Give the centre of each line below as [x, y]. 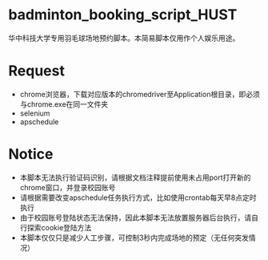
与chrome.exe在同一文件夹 [64, 104]
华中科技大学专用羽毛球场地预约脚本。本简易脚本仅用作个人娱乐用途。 [124, 38]
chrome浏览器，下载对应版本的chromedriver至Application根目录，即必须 [140, 94]
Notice [31, 154]
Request [37, 71]
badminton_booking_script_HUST [123, 15]
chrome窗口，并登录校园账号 [68, 187]
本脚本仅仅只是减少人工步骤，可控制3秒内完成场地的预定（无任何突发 [134, 238]
